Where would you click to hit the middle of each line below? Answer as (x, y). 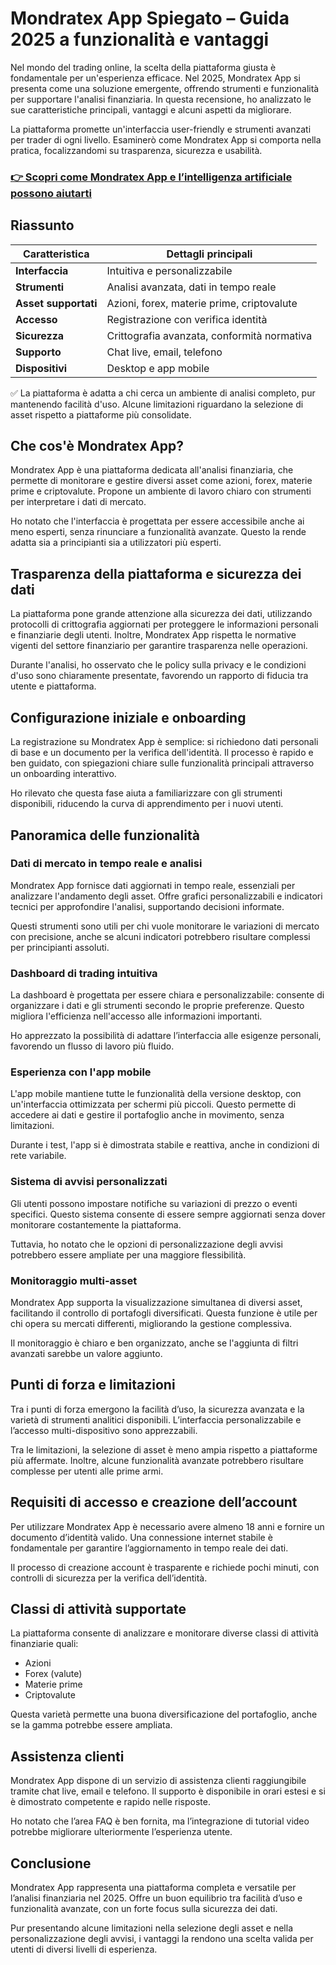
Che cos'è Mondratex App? (97, 446)
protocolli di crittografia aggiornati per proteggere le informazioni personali (164, 624)
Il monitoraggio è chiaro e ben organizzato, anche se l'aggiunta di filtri (154, 1343)
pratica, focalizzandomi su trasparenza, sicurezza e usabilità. (136, 150)
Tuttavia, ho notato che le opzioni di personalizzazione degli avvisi (146, 1244)
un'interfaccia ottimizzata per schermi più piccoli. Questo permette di (153, 1104)
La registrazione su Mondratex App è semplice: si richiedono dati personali (164, 742)
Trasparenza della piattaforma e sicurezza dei (156, 573)
